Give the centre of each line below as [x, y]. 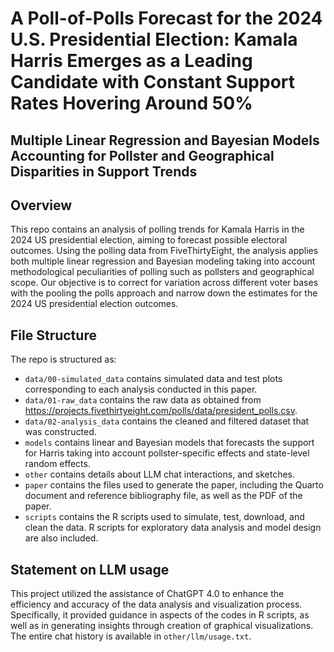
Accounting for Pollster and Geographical [142, 155]
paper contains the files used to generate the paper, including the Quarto [174, 485]
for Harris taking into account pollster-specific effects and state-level [167, 453]
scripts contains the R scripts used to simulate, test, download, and [164, 517]
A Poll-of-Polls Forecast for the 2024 [166, 18]
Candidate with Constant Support [153, 82]
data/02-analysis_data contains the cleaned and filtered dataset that [167, 421]
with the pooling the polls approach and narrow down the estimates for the [164, 293]
